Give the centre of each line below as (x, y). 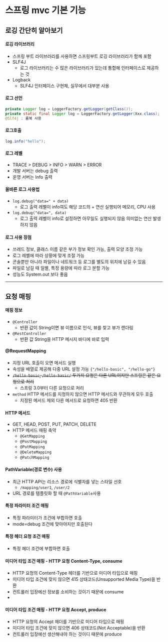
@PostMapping (33, 442)
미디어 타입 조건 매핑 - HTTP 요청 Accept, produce (56, 609)
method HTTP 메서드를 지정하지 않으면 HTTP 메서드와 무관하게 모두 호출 (83, 394)
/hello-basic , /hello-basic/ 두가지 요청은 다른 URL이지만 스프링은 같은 (84, 375)
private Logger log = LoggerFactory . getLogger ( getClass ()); (69, 109)
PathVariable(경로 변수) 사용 (34, 469)
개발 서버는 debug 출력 (35, 171)
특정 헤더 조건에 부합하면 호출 (41, 548)
